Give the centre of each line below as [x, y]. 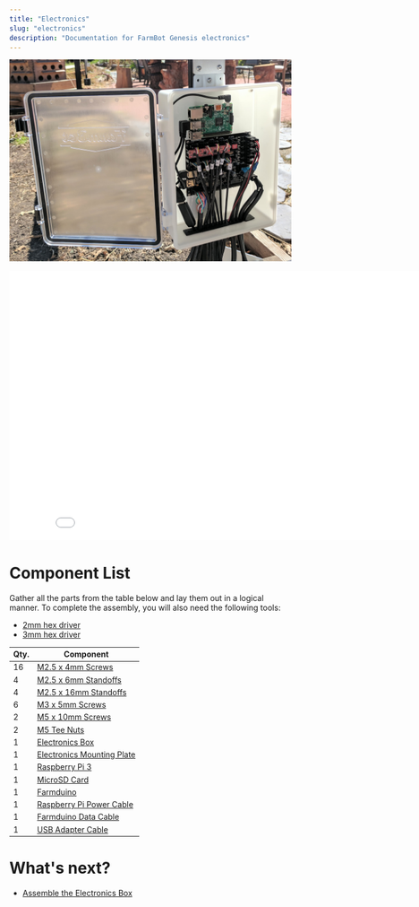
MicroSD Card [63, 780]
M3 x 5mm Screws [72, 705]
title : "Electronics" [50, 19]
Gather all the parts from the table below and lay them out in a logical [137, 597]
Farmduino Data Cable [78, 817]
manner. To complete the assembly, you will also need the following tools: [145, 607]
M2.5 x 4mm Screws [75, 667]
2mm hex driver [51, 624]
